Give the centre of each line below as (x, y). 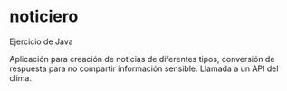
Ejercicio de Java (42, 41)
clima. (20, 77)
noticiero (44, 17)
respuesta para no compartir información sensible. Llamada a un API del (144, 68)
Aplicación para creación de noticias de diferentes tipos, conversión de (142, 59)
